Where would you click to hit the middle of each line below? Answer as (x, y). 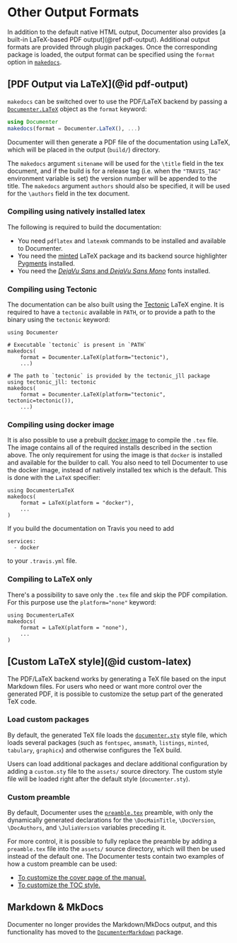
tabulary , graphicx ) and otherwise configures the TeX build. (95, 750)
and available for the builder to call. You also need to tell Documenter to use (118, 463)
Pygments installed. (46, 263)
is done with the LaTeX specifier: (54, 478)
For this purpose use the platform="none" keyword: (82, 602)
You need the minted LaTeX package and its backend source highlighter (122, 256)
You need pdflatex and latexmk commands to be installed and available (122, 241)
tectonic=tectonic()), (41, 401)
